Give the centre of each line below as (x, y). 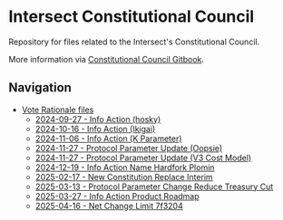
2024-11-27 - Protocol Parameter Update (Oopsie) (129, 148)
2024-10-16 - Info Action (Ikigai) (95, 129)
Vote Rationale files (58, 110)
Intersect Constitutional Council (132, 17)
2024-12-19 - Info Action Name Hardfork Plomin (125, 167)
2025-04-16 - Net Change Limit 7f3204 (109, 206)
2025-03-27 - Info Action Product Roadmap (117, 196)
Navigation (40, 88)
